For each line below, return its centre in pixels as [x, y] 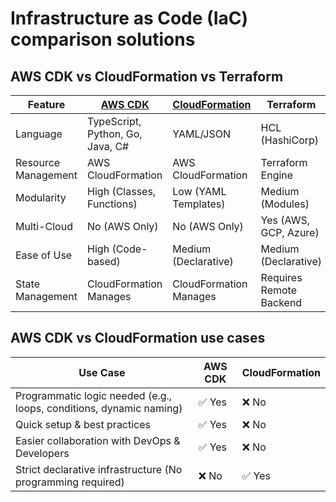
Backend [281, 302]
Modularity [41, 197]
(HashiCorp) [290, 140]
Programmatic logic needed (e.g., [94, 395]
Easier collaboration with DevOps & [98, 440]
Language [39, 134]
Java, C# [108, 146]
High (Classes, [122, 191]
